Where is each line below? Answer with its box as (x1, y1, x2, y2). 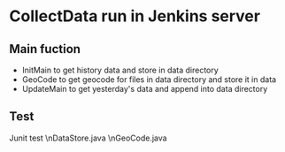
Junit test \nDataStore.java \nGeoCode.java (9, 133, 167, 143)
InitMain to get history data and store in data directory (21, 65, 219, 75)
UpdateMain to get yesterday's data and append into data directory (21, 84, 268, 94)
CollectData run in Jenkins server (9, 6, 261, 27)
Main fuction (9, 42, 81, 57)
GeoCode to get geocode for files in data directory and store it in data (21, 74, 277, 85)
